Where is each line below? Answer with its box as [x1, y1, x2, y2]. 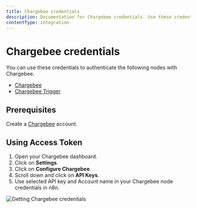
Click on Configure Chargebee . [14, 165, 92, 172]
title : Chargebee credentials [6, 8, 80, 15]
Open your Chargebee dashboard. [14, 153, 98, 160]
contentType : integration [6, 19, 69, 25]
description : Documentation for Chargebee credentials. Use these [6, 14, 172, 20]
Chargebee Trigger [14, 88, 61, 95]
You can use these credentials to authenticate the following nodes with [6, 64, 178, 71]
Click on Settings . [14, 159, 59, 166]
